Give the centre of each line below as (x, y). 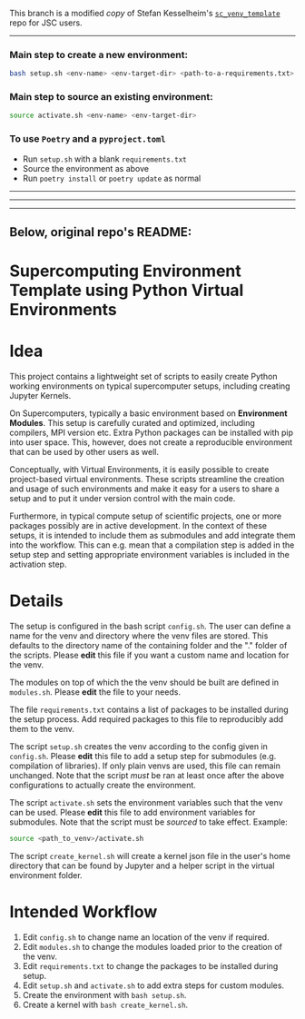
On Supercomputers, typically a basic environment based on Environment (148, 413)
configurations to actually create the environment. (103, 786)
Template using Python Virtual (127, 291)
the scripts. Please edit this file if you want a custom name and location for (149, 655)
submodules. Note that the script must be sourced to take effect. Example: (148, 822)
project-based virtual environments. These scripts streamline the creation (147, 480)
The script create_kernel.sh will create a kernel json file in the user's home (150, 856)
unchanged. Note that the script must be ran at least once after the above (147, 776)
